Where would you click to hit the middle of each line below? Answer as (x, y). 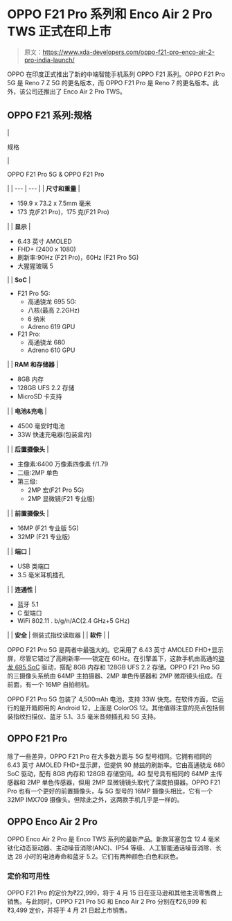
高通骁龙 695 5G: (52, 301)
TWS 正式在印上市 (60, 32)
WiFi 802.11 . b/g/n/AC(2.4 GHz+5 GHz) (73, 620)
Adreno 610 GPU (51, 350)
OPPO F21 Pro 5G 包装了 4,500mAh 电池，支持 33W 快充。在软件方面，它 (113, 699)
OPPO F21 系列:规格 (50, 115)
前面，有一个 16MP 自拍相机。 (50, 684)
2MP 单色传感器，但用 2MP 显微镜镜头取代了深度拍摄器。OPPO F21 (123, 782)
